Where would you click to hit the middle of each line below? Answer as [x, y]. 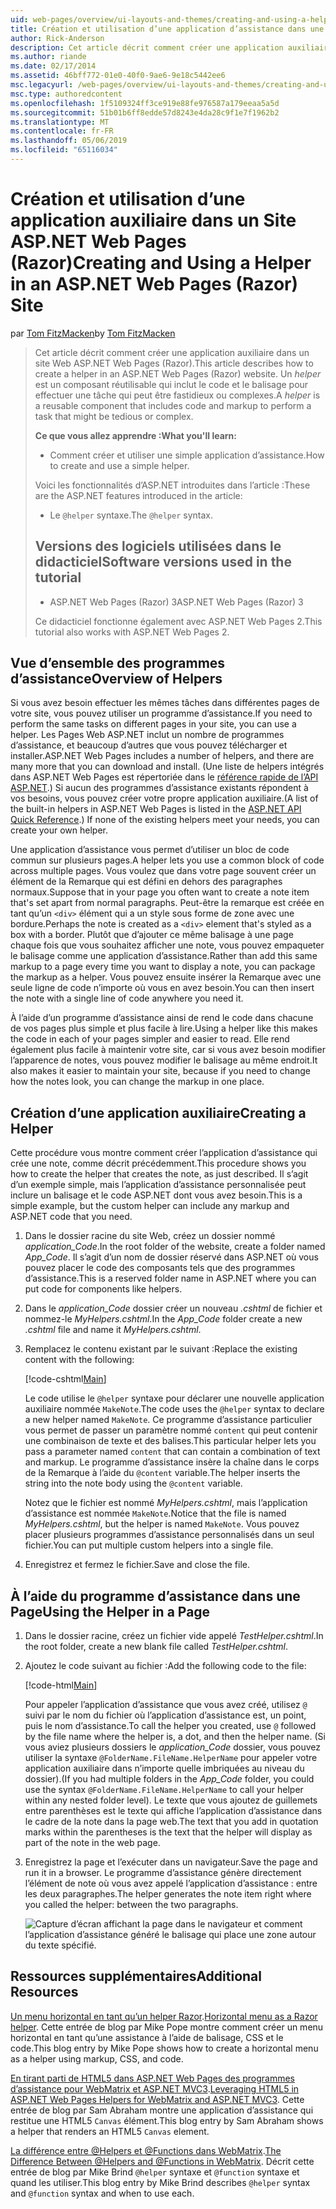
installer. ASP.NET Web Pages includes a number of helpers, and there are [162, 756]
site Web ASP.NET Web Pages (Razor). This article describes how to [174, 363]
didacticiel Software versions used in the [163, 562]
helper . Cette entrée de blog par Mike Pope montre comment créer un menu [167, 2027]
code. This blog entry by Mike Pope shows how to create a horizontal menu [164, 2048]
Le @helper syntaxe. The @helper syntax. [131, 515]
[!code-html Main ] [61, 1685]
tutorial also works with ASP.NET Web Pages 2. [132, 632]
